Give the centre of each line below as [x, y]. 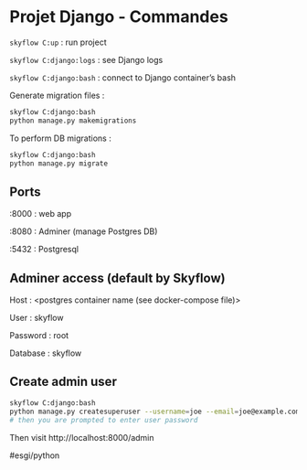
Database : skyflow [46, 353]
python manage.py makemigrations [73, 121]
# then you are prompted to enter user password [104, 420]
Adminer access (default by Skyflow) [117, 278]
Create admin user [63, 382]
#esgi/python [35, 455]
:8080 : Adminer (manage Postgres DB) [84, 231]
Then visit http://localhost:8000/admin [82, 437]
